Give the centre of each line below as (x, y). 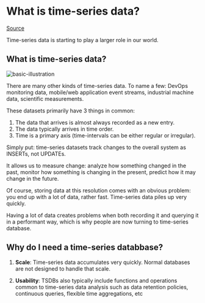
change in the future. (33, 178)
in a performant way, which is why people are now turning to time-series (98, 222)
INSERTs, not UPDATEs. (36, 153)
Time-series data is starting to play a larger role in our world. (82, 40)
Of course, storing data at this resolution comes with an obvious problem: (99, 190)
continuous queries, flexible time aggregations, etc (79, 293)
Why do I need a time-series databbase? (85, 248)
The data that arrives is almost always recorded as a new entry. (95, 122)
